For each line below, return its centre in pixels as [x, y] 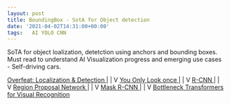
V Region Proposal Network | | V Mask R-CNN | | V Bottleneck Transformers [115, 87]
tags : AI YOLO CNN [37, 33]
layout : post [26, 13]
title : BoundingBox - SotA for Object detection [78, 20]
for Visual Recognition [39, 95]
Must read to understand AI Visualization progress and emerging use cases [114, 60]
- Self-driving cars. [34, 67]
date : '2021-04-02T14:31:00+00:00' [58, 26]
